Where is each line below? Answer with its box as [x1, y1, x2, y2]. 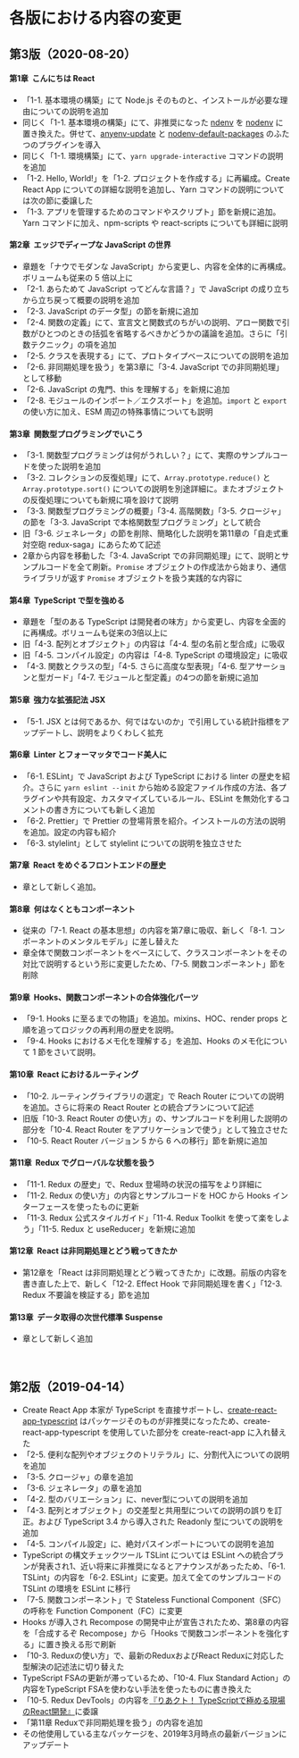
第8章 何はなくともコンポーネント [9, 903, 136, 914]
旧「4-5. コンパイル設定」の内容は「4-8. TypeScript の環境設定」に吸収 [21, 649, 288, 661]
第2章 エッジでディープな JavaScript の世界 [9, 239, 171, 250]
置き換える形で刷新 [46, 1639, 117, 1650]
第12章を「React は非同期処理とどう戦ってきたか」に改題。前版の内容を [21, 1268, 288, 1278]
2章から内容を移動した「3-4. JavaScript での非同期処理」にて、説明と [21, 550, 282, 561]
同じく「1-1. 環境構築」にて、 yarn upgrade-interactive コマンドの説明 [21, 150, 284, 161]
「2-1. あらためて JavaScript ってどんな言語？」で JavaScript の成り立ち [21, 283, 290, 294]
